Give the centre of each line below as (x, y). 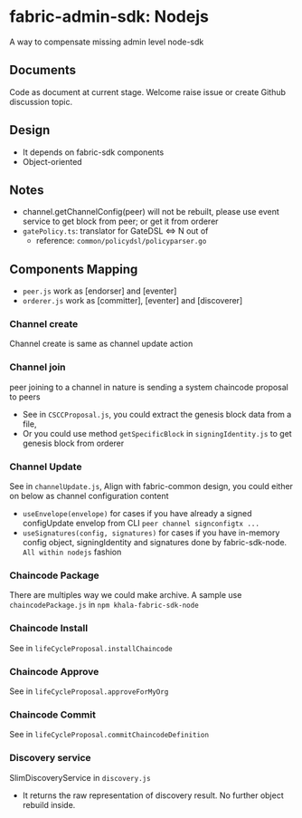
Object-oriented (52, 161)
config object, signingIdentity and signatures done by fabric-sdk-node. (155, 543)
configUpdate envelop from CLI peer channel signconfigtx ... (141, 524)
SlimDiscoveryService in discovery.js (80, 777)
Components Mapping (74, 269)
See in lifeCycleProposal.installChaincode (91, 648)
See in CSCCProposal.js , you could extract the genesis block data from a (157, 414)
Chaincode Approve (54, 671)
